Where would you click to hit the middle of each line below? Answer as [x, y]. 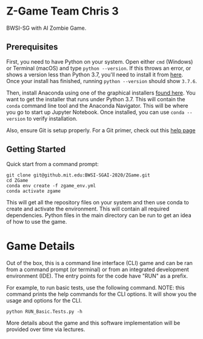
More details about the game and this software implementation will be [93, 323]
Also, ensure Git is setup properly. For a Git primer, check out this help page [101, 130]
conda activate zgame [34, 191]
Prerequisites [32, 47]
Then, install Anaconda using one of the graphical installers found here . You [101, 93]
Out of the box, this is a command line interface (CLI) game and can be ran [99, 263]
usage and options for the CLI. [44, 300]
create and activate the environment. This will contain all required [88, 209]
